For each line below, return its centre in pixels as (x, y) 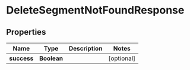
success (21, 58)
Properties (26, 32)
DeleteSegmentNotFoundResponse (95, 10)
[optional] (122, 58)
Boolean (51, 58)
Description (85, 49)
